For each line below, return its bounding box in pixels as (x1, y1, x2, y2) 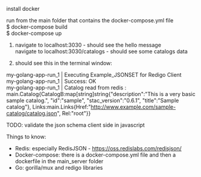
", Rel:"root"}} (57, 110, 91, 117)
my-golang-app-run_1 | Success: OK (6, 78, 97, 85)
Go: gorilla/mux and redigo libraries (14, 164, 103, 171)
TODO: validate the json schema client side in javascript (6, 121, 145, 129)
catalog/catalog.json (6, 110, 57, 117)
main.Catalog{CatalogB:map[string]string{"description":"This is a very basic (6, 91, 196, 97)
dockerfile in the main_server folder (14, 158, 104, 165)
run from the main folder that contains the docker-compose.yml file (6, 17, 174, 24)
